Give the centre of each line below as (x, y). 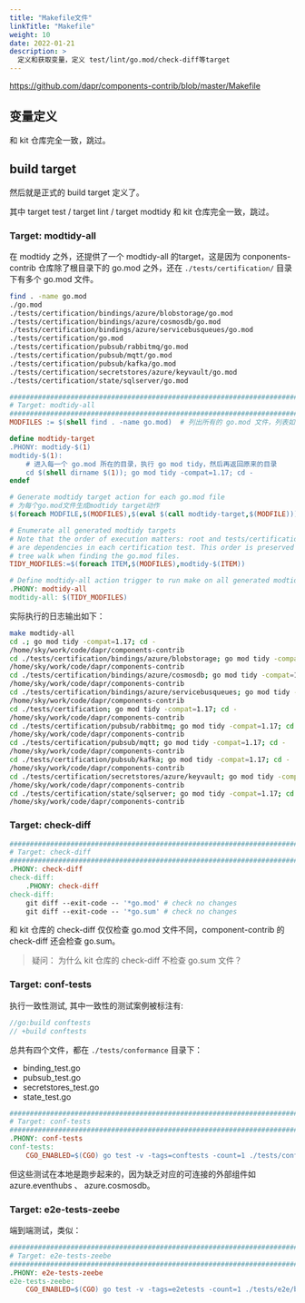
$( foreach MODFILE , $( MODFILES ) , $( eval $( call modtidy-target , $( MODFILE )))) (156, 514)
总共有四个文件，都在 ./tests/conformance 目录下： (106, 1050)
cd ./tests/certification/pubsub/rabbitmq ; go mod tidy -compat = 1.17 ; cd (152, 726)
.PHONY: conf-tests (46, 1139)
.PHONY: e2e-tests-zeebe (56, 1273)
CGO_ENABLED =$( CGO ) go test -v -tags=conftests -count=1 (136, 1155)
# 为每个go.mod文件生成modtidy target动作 (85, 506)
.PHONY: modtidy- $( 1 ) (50, 447)
